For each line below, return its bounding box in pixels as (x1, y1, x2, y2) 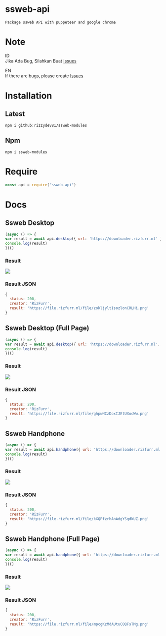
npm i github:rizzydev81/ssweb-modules (5, 123, 87, 128)
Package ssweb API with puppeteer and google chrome (5, 20, 116, 25)
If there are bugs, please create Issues (5, 73, 83, 79)
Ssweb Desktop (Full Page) (5, 324, 89, 332)
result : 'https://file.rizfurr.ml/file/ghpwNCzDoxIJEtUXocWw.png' (9, 411, 149, 416)
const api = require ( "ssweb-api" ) (5, 182, 77, 187)
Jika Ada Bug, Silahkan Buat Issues (5, 58, 77, 64)
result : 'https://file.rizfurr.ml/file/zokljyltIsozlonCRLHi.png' (9, 306, 149, 311)
